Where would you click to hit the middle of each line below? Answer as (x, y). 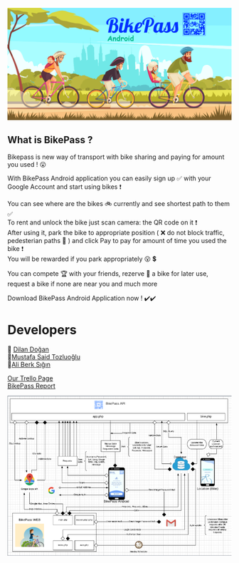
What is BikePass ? (50, 140)
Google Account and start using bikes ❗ (65, 187)
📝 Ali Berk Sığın (29, 365)
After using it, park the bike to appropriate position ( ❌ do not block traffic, (116, 233)
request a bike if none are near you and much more (83, 284)
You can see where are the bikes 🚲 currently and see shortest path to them (118, 204)
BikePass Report (31, 386)
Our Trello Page (30, 378)
